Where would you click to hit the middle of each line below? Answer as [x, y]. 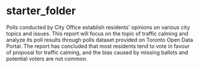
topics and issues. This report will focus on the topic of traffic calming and [97, 33]
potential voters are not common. [47, 59]
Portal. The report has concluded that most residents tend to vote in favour [98, 46]
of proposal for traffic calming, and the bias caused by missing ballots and [97, 52]
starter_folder [41, 11]
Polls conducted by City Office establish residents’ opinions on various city [98, 27]
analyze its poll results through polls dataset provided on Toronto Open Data [100, 40]
